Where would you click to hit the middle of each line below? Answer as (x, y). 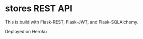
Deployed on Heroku (26, 31)
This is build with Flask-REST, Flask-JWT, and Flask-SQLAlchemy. (72, 22)
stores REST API (39, 9)
